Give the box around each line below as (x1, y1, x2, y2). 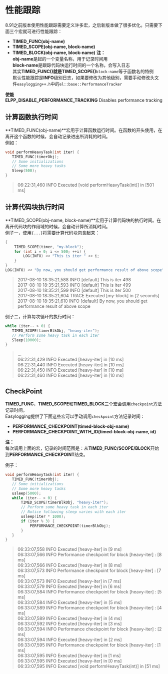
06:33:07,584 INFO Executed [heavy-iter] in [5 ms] (17, 599, 122, 605)
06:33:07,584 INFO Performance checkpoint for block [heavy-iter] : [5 (17, 589, 162, 595)
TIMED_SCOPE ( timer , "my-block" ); (14, 244, 84, 249)
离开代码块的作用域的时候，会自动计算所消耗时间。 (5, 223, 110, 229)
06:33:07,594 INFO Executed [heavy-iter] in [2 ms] (17, 636, 122, 643)
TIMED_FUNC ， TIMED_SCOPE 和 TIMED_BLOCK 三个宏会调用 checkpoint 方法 (5, 401, 162, 407)
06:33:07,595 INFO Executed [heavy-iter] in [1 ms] (17, 652, 121, 658)
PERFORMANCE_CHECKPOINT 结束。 (9, 451, 88, 458)
